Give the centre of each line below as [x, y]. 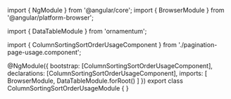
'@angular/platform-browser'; [50, 18]
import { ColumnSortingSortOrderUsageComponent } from [92, 45]
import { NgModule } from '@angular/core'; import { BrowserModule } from [116, 10]
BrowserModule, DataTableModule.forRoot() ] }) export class [95, 81]
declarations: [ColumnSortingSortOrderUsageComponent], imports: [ [107, 73]
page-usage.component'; [44, 52]
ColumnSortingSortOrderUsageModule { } [68, 88]
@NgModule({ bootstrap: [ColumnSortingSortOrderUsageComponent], [110, 66]
